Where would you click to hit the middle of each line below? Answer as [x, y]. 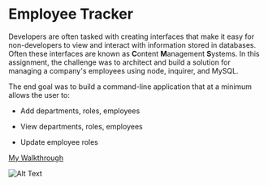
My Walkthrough [36, 158]
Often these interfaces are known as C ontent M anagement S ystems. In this [134, 53]
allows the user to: [39, 95]
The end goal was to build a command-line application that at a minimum [130, 87]
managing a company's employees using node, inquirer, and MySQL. [123, 70]
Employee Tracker [71, 14]
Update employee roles [59, 142]
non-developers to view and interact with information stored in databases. [132, 44]
